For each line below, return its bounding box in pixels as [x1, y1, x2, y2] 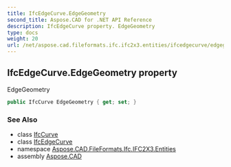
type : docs [7, 29, 38, 36]
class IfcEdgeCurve [16, 138, 73, 146]
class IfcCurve [16, 130, 58, 138]
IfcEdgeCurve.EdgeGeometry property [7, 67, 177, 79]
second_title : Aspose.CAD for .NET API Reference [7, 16, 153, 23]
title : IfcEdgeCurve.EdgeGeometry [7, 10, 107, 17]
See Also [7, 114, 38, 124]
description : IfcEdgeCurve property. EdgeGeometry [7, 23, 155, 29]
